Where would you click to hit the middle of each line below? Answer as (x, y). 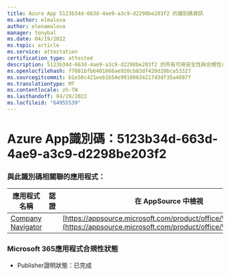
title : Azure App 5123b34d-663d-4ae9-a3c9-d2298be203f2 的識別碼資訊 (105, 13)
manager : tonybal (32, 33)
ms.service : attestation (42, 52)
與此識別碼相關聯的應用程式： (56, 176)
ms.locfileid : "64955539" (44, 103)
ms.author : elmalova (37, 20)
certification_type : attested (50, 58)
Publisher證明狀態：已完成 (54, 265)
